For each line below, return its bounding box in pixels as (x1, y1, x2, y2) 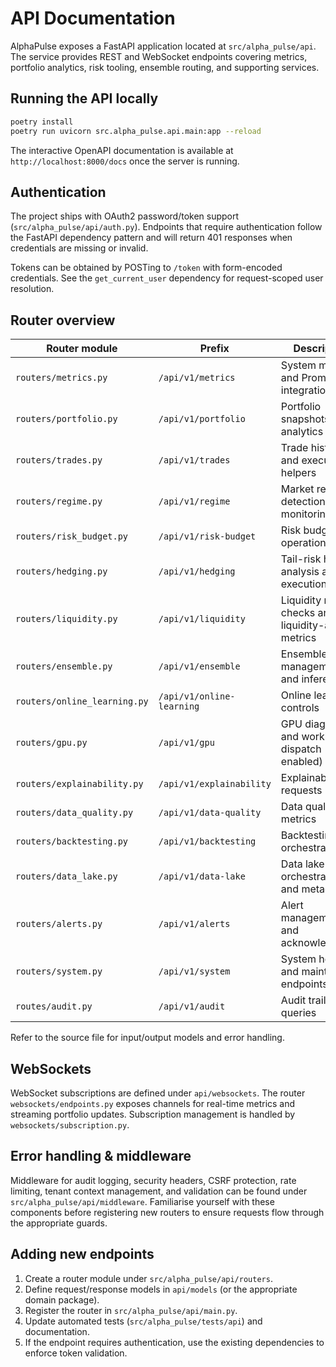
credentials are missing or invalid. (10, 242, 149, 254)
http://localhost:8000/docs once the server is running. (10, 155, 240, 167)
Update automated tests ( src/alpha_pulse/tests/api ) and (24, 1315, 263, 1327)
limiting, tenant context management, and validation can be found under (10, 1185, 308, 1197)
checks (280, 606, 316, 620)
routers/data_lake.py (15, 871, 118, 882)
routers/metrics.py (15, 372, 108, 384)
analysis (280, 565, 320, 579)
